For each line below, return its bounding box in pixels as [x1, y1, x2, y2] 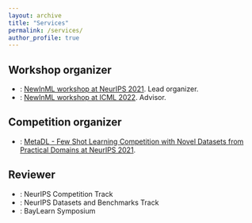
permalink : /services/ [8, 26, 83, 34]
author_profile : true [8, 33, 80, 42]
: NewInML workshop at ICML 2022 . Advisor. [19, 93, 166, 102]
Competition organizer [8, 116, 122, 129]
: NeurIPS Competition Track [19, 189, 113, 198]
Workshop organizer [8, 63, 113, 76]
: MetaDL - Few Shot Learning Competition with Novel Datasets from [19, 136, 244, 146]
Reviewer [8, 168, 55, 182]
